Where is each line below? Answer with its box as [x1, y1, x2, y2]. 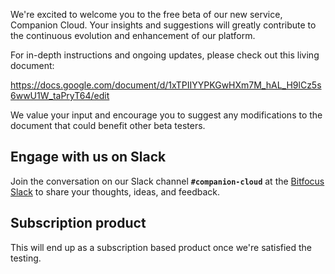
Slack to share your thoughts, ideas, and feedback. [10, 185, 221, 198]
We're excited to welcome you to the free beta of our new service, [10, 9, 283, 20]
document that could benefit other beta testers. [10, 120, 206, 131]
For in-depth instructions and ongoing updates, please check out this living [10, 49, 320, 61]
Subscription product [10, 215, 147, 232]
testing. [10, 252, 42, 264]
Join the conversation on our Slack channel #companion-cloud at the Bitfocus [10, 175, 325, 187]
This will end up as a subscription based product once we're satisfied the [10, 241, 313, 253]
